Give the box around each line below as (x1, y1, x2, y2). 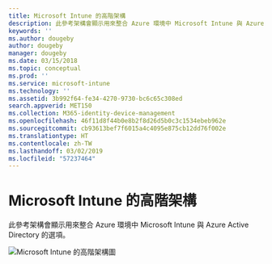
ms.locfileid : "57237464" (8, 154, 96, 162)
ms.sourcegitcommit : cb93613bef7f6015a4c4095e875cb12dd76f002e (8, 124, 227, 132)
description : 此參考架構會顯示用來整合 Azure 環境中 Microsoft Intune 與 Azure (8, 19, 265, 27)
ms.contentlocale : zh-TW (8, 139, 92, 148)
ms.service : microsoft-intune (8, 79, 111, 87)
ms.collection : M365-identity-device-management (8, 110, 176, 118)
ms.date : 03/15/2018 (8, 57, 79, 65)
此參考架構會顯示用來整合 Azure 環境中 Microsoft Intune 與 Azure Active (8, 220, 249, 230)
